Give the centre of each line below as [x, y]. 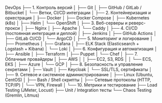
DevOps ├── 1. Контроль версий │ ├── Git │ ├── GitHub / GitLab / [73, 8]
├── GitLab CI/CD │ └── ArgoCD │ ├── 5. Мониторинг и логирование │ [79, 38]
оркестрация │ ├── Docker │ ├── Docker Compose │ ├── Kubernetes [77, 18]
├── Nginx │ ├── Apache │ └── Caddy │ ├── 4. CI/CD [81, 28]
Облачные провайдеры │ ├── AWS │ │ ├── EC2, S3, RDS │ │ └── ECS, [79, 59]
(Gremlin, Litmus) [22, 95]
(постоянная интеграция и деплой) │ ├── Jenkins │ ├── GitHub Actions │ [81, 33]
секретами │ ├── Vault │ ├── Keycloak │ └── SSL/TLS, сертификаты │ [79, 69]
